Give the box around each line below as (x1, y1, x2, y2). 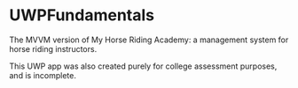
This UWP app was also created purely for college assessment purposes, (9, 61, 278, 71)
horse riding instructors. (9, 43, 98, 54)
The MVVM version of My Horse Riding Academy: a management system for (9, 34, 289, 45)
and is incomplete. (9, 70, 77, 80)
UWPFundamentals (9, 5, 155, 26)
